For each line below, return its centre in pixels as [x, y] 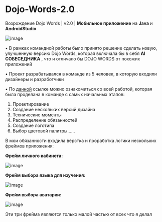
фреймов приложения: [30, 146]
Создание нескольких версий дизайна [54, 109]
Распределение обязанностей [45, 120]
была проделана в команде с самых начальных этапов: [65, 94]
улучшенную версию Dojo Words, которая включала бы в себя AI [75, 53]
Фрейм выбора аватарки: [33, 194]
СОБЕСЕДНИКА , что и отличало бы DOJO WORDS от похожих [73, 58]
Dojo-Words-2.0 [40, 9]
